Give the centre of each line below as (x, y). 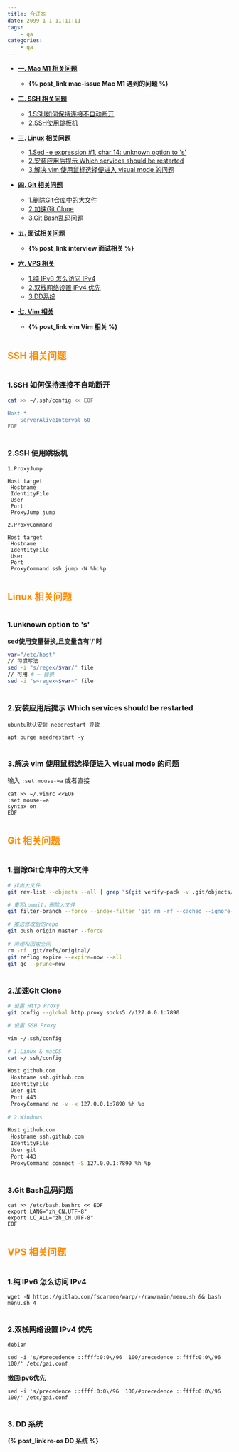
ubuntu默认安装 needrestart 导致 (54, 725)
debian (17, 1345)
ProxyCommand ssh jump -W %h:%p (58, 568)
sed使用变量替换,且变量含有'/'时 (55, 641)
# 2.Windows (25, 1117)
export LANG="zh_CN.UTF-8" (47, 1212)
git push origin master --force (55, 931)
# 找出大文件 (24, 885)
